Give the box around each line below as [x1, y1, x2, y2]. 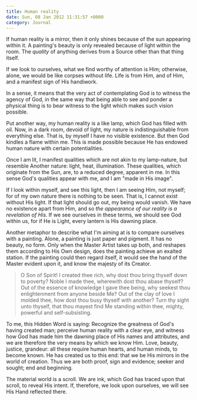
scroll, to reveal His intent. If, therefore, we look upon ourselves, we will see [6, 382, 189, 389]
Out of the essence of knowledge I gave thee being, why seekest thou [20, 284, 191, 291]
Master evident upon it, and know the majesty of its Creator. [6, 260, 151, 268]
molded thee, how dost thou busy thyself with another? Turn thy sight [20, 296, 189, 304]
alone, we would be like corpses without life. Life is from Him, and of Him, [6, 72, 184, 79]
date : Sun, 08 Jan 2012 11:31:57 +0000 [6, 14, 104, 20]
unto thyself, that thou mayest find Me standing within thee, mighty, [20, 303, 184, 310]
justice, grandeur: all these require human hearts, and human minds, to [6, 345, 178, 353]
